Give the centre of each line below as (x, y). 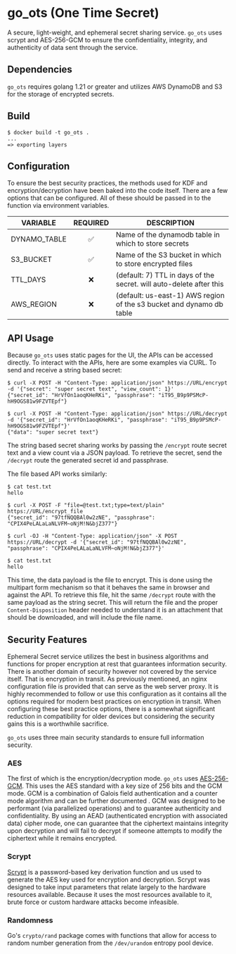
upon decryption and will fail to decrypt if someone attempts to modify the (115, 831)
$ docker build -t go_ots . (48, 132)
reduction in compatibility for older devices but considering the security (111, 716)
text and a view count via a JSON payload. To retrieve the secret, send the (115, 453)
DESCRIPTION (170, 223)
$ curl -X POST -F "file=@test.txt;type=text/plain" (86, 506)
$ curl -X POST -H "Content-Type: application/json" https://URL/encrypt (118, 383)
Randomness (30, 920)
